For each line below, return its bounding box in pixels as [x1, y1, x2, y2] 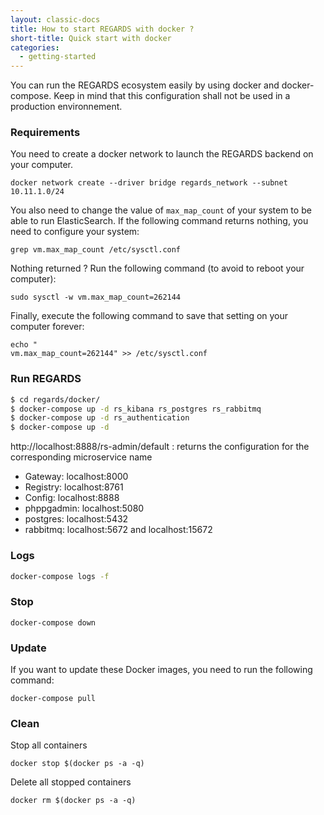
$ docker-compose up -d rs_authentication [10, 413, 190, 423]
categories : [10, 42, 60, 53]
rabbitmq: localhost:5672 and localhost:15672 [24, 524, 213, 536]
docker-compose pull [10, 693, 97, 703]
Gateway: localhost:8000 [24, 471, 129, 483]
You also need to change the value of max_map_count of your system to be [10, 204, 312, 216]
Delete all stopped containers [10, 776, 132, 788]
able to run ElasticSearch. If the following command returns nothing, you [10, 215, 309, 227]
